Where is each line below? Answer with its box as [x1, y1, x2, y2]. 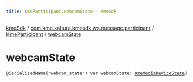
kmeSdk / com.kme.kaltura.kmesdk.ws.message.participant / [6, 24, 154, 31]
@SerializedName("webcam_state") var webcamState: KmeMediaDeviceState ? [6, 70, 188, 76]
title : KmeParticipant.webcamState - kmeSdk [6, 8, 117, 15]
